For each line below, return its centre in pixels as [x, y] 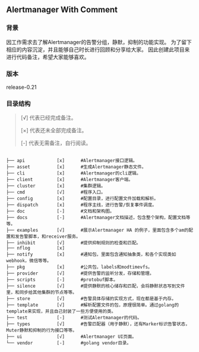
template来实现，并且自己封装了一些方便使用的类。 [61, 311]
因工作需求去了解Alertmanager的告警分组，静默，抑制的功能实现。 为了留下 [99, 42]
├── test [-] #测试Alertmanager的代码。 [74, 318]
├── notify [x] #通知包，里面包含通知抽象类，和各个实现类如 [91, 255]
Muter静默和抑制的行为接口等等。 [42, 331]
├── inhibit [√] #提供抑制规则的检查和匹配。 [74, 243]
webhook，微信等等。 [29, 261]
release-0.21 [21, 87]
